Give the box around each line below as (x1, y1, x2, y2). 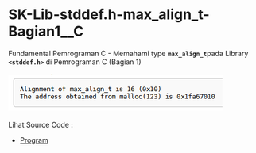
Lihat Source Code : (8, 120, 74, 129)
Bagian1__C (8, 22, 84, 40)
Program (19, 135, 49, 144)
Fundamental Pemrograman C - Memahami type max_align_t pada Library (8, 48, 249, 58)
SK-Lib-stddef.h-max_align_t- (8, 6, 210, 24)
